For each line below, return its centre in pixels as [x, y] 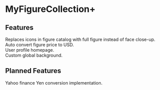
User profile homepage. [30, 50]
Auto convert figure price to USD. [40, 45]
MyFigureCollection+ [50, 9]
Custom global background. [34, 55]
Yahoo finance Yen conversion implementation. [54, 83]
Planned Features [33, 71]
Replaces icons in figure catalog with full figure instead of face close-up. [80, 39]
